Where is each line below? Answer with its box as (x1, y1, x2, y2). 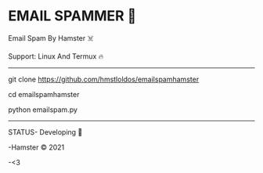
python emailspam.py (8, 105, 78, 114)
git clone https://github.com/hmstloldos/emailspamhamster (8, 74, 200, 84)
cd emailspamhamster (8, 89, 80, 99)
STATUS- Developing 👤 (8, 127, 83, 136)
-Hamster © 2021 (8, 142, 65, 152)
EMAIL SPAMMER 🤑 (8, 7, 137, 25)
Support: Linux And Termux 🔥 (8, 51, 104, 61)
